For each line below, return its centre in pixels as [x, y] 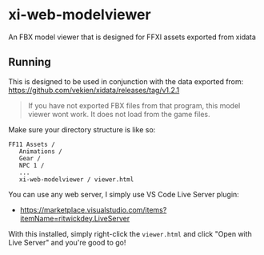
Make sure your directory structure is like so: [82, 129]
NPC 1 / [32, 165]
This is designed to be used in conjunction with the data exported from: [126, 81]
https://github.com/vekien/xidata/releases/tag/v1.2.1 [94, 90]
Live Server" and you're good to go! [67, 242]
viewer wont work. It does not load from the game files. [119, 114]
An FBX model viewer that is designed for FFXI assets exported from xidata [132, 37]
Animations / [40, 151]
